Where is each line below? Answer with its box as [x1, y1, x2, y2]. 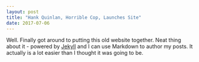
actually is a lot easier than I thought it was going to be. [6, 49, 144, 57]
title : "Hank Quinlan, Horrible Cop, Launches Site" [6, 14, 142, 20]
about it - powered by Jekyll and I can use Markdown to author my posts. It [6, 43, 193, 50]
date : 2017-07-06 [6, 20, 50, 26]
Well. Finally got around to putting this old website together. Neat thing [6, 37, 182, 44]
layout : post [6, 8, 39, 15]
